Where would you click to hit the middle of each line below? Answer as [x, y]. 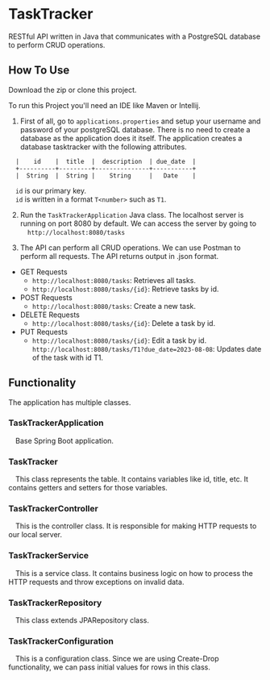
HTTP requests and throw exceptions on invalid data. [96, 582]
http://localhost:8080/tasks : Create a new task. [114, 306]
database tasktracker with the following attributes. [103, 147]
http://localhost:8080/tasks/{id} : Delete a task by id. [124, 323]
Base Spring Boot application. [65, 440]
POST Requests [46, 297]
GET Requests [44, 272]
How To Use [39, 71]
